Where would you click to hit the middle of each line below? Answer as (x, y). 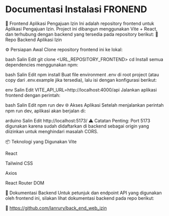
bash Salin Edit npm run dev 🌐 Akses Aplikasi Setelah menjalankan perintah (84, 105)
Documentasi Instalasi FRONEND (76, 9)
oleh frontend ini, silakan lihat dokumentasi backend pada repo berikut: (80, 198)
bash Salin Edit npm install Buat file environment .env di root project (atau (82, 74)
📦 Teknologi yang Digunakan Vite (41, 141)
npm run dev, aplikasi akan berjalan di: (46, 111)
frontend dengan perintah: (33, 95)
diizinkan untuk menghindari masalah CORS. (52, 131)
